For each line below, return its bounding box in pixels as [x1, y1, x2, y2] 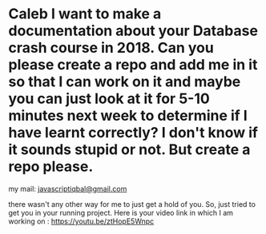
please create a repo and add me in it [8, 56, 258, 74]
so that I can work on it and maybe [8, 73, 241, 91]
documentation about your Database [8, 22, 259, 40]
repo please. [8, 157, 94, 176]
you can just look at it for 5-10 [8, 89, 210, 108]
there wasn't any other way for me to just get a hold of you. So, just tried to [8, 199, 256, 208]
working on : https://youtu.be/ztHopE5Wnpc [8, 216, 155, 226]
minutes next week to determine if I [8, 107, 248, 125]
